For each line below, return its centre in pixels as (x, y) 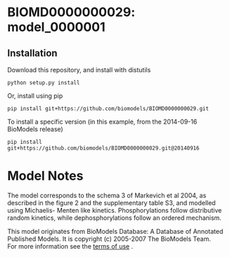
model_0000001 (56, 27)
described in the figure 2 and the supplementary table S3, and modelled (111, 203)
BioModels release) (35, 129)
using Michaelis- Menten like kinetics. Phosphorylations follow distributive (115, 210)
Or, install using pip (35, 96)
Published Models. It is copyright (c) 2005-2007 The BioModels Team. (109, 239)
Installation (32, 53)
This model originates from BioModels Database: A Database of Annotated (115, 231)
